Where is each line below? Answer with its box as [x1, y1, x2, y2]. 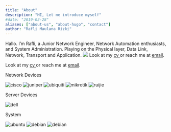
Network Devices [5, 72, 42, 78]
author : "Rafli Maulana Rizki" [5, 27, 72, 32]
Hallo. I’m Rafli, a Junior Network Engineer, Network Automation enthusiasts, [5, 40, 166, 47]
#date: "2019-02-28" [5, 17, 50, 22]
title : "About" [5, 7, 38, 13]
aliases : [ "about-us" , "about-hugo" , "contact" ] [5, 21, 111, 27]
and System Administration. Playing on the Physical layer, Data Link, [5, 46, 148, 52]
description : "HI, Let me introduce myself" [5, 12, 102, 17]
